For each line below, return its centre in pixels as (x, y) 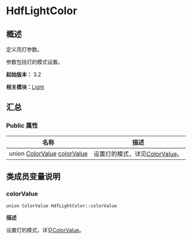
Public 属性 (22, 126)
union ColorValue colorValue (49, 153)
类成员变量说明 (33, 177)
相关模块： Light (25, 87)
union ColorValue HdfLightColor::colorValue (62, 206)
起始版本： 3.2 (24, 74)
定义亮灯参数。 (24, 49)
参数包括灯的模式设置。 (34, 62)
